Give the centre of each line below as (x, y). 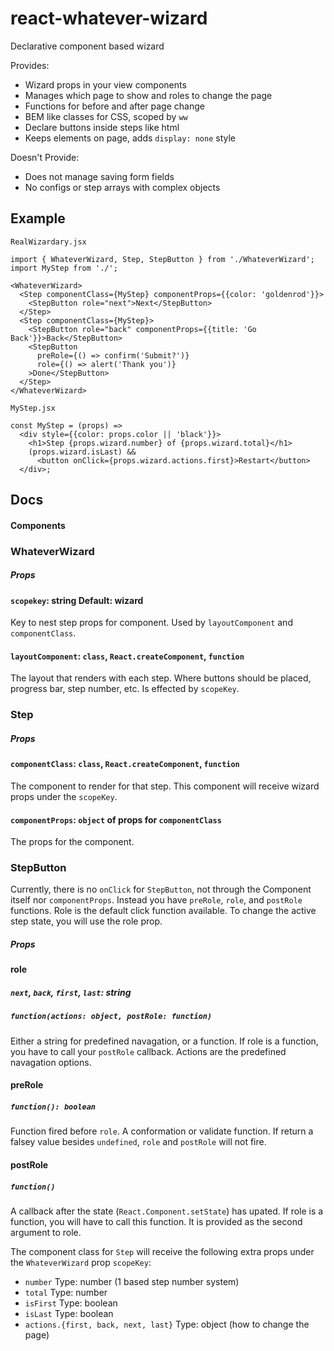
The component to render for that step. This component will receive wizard (165, 786)
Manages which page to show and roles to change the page (148, 95)
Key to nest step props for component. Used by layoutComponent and (151, 623)
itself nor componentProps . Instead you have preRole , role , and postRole (156, 900)
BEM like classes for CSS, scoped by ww (106, 116)
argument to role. (46, 1232)
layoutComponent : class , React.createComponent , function (127, 656)
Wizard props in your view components (105, 84)
